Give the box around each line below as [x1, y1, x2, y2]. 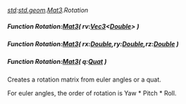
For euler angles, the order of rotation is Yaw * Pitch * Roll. [7, 89, 177, 97]
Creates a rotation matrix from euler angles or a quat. [7, 75, 162, 84]
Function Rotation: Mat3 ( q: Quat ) [7, 58, 107, 66]
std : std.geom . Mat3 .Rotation [7, 6, 89, 14]
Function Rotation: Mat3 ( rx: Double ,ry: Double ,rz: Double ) [7, 39, 179, 48]
